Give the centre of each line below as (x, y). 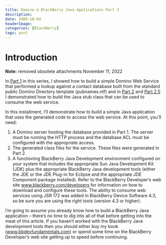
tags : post (16, 33)
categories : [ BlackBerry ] (32, 28)
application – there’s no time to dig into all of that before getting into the (79, 216)
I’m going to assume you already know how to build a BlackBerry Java (77, 210)
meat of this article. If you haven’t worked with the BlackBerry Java (74, 221)
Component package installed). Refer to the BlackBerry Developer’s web (87, 179)
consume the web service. (32, 102)
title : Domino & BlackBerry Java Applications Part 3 (62, 10)
